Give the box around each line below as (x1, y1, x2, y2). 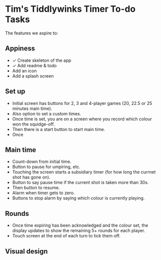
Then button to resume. (12, 185, 60, 191)
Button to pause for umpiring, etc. (12, 164, 81, 170)
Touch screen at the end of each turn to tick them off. (12, 233, 121, 239)
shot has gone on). (12, 174, 51, 180)
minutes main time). (12, 105, 53, 111)
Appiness (5, 44, 35, 52)
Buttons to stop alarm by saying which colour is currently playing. (12, 195, 145, 201)
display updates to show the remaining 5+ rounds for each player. (12, 228, 145, 234)
